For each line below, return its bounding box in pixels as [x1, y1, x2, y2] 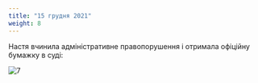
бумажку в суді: [8, 50, 64, 60]
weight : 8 [8, 19, 42, 27]
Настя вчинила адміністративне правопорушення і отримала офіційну [8, 41, 250, 51]
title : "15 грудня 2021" [8, 11, 92, 20]
